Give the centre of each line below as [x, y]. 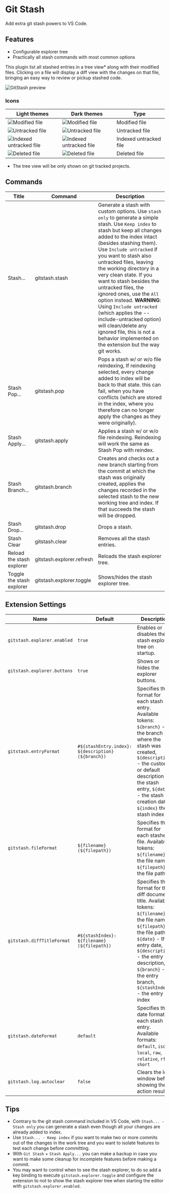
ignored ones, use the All [129, 294]
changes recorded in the [127, 490]
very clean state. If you [125, 274]
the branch [150, 733]
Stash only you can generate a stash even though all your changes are [86, 1127]
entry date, [150, 945]
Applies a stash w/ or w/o [128, 431]
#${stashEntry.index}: [105, 746]
